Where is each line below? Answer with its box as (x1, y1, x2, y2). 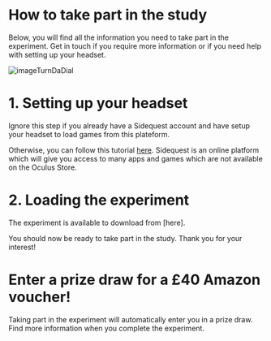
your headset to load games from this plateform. (8, 129, 170, 139)
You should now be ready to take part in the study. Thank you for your (8, 233, 243, 243)
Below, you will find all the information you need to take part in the (8, 32, 230, 42)
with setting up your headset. (8, 50, 106, 59)
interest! (8, 242, 37, 252)
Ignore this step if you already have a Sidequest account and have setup (8, 120, 250, 131)
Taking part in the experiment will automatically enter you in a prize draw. (8, 314, 253, 324)
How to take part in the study (8, 6, 208, 24)
